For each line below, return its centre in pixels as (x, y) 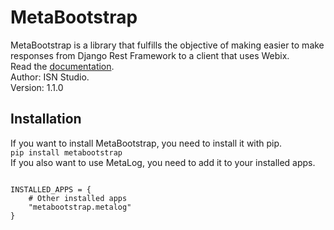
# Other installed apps (78, 198)
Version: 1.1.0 (37, 87)
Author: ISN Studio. (50, 77)
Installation (46, 119)
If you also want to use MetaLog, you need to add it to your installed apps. (163, 162)
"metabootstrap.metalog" (80, 207)
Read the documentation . (62, 66)
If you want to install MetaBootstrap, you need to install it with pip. (146, 143)
